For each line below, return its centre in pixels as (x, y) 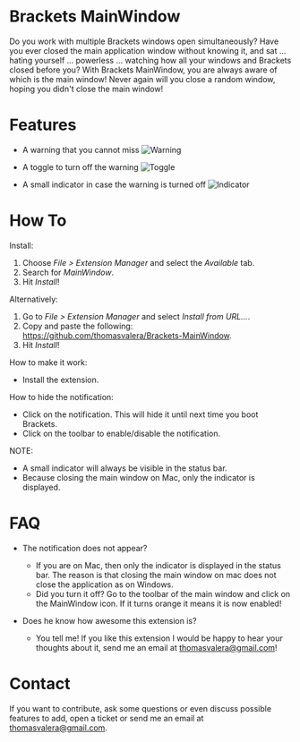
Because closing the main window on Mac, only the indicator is (138, 477)
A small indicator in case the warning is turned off (114, 184)
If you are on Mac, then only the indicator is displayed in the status (159, 565)
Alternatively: (34, 299)
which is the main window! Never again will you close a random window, (142, 79)
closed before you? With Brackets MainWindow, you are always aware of (143, 70)
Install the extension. (60, 380)
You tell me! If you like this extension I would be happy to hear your (159, 638)
